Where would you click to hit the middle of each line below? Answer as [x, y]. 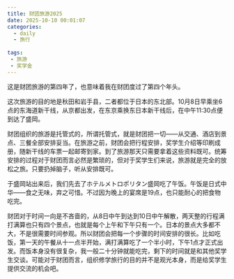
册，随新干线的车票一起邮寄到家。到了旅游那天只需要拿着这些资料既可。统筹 [117, 151]
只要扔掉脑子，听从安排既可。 [74, 169]
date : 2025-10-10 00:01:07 [46, 20]
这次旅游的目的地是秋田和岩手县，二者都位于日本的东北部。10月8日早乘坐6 [115, 101]
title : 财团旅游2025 [35, 14]
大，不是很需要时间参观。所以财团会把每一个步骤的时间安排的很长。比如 [111, 233]
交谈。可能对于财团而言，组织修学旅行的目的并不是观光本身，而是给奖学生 [120, 259]
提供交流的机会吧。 [35, 268]
